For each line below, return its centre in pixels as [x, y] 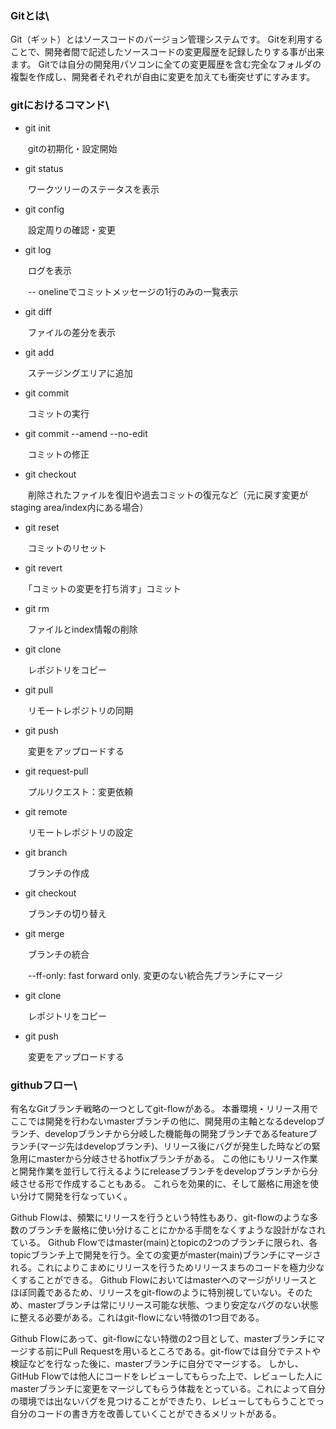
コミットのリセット [67, 548]
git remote [46, 811]
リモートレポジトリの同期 [80, 710]
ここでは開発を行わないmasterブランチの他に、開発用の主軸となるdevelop [163, 1121]
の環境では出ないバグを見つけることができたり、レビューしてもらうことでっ [167, 1401]
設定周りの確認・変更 [71, 229]
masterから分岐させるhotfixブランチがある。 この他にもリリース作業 [177, 1158]
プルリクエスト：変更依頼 [80, 791]
